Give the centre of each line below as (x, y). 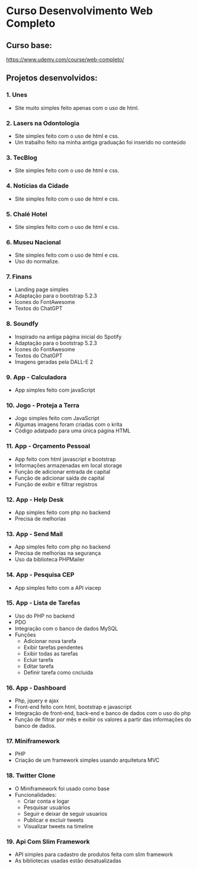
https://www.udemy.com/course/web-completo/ (65, 59)
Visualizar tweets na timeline (58, 826)
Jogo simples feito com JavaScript (57, 418)
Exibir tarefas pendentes (54, 647)
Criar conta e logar (46, 801)
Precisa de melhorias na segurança (58, 553)
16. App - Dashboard (36, 687)
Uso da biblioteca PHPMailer (49, 560)
